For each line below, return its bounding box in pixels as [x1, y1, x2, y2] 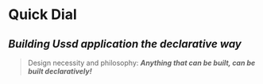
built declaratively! [27, 67, 93, 76]
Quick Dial [8, 6, 77, 24]
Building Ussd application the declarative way [8, 37, 242, 51]
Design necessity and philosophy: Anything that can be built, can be [27, 58, 256, 67]
